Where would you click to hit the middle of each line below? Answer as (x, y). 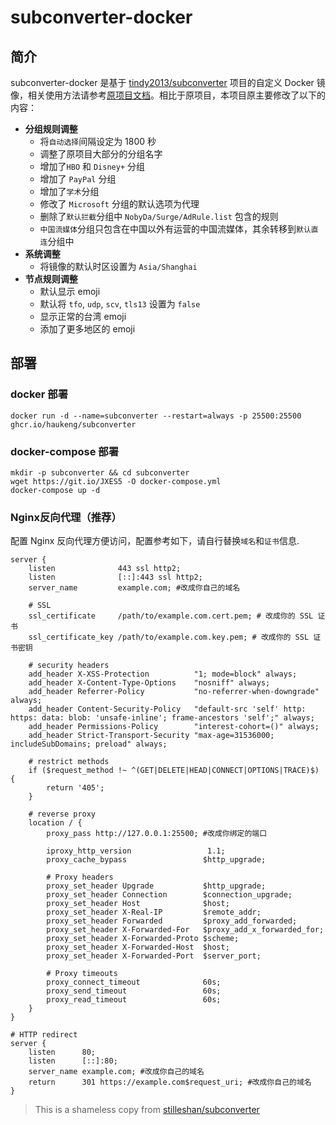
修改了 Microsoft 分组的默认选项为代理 (119, 204)
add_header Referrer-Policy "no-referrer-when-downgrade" (174, 692)
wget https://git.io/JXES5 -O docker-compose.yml (116, 481)
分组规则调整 (51, 129)
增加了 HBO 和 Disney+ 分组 (92, 166)
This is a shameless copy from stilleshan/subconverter (147, 1110)
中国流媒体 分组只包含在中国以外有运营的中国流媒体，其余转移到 (168, 229)
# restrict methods (69, 762)
